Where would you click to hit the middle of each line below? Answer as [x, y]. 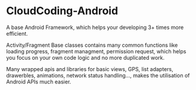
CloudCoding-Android [62, 11]
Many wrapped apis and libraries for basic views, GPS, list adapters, [90, 69]
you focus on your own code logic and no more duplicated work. [85, 57]
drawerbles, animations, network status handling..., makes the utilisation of [98, 75]
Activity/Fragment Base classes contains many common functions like [92, 45]
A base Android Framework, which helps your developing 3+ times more [95, 27]
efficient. [17, 33]
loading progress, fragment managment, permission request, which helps [96, 51]
